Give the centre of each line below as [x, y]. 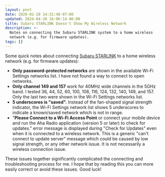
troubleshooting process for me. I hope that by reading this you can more [79, 164]
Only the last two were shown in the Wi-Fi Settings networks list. [78, 97]
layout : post [18, 10]
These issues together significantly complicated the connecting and [74, 159]
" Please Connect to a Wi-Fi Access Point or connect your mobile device [86, 118]
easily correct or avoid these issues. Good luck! [53, 169]
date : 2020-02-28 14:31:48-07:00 [39, 14]
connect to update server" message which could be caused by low [80, 139]
